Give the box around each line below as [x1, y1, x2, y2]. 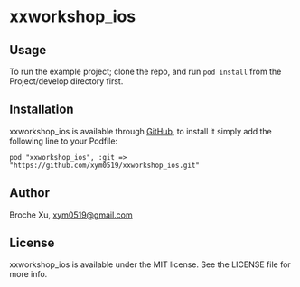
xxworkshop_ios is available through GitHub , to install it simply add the [9, 125, 273, 136]
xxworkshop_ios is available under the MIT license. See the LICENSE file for [9, 259, 291, 270]
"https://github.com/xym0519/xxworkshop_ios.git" [9, 161, 201, 170]
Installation [9, 102, 74, 117]
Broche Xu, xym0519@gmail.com [9, 209, 133, 220]
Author [9, 185, 50, 200]
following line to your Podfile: [9, 135, 118, 146]
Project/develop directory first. [9, 76, 124, 87]
